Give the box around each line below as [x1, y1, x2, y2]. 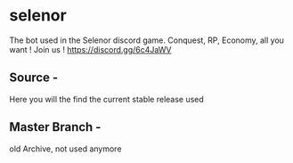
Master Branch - [9, 119, 102, 134]
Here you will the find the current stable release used [9, 94, 205, 104]
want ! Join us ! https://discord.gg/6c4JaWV [9, 44, 172, 54]
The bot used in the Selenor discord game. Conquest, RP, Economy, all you [9, 35, 285, 45]
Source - [9, 70, 59, 86]
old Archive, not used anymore [9, 143, 122, 154]
